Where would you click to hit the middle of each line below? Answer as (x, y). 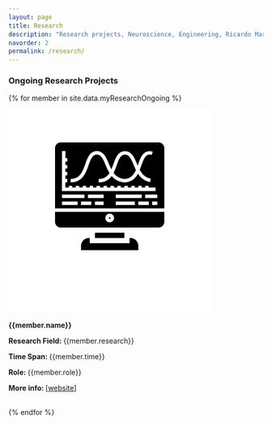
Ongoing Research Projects (64, 81)
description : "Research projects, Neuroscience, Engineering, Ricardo (130, 34)
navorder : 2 (28, 43)
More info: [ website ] (42, 388)
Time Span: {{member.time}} (57, 357)
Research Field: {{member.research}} (72, 341)
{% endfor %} (32, 413)
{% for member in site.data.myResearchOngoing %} (95, 98)
